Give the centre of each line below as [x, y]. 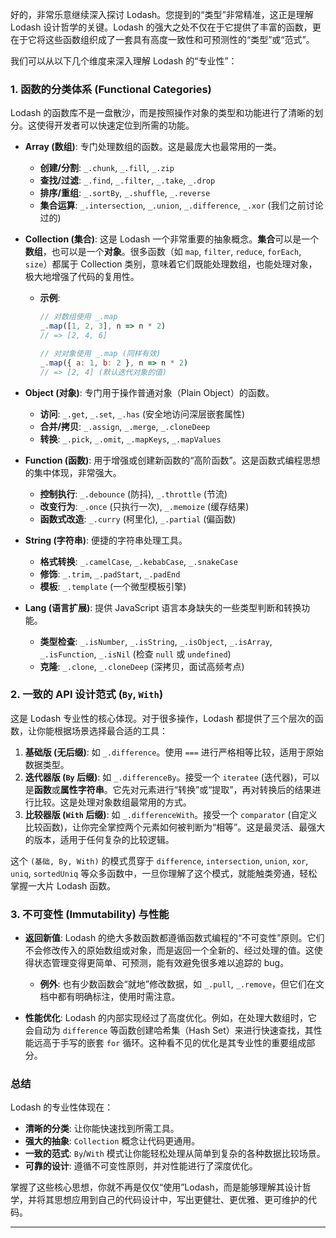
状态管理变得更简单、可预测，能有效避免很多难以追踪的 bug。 [161, 963]
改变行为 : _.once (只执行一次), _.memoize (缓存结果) [144, 506]
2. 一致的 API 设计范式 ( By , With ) [87, 695]
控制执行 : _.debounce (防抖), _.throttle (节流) [133, 494]
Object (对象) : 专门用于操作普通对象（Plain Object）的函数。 [149, 392]
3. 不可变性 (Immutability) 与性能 [90, 914]
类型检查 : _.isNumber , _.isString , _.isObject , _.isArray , [156, 641]
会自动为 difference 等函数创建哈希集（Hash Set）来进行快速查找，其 [169, 1030]
